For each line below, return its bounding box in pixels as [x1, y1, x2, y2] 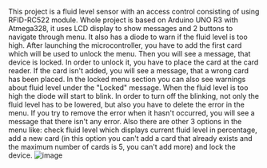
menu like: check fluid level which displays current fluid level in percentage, [8, 125, 257, 135]
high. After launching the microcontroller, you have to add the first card [8, 41, 242, 50]
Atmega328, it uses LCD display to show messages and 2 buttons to [8, 24, 233, 33]
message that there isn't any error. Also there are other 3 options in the [8, 117, 242, 126]
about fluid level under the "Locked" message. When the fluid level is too [8, 83, 249, 92]
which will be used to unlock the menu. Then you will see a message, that [8, 49, 251, 58]
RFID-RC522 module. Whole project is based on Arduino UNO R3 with [8, 15, 238, 25]
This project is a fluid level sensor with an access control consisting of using [8, 7, 260, 16]
